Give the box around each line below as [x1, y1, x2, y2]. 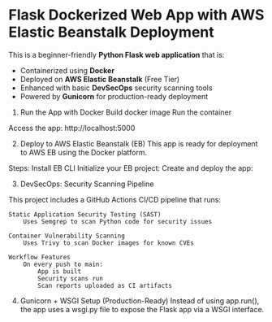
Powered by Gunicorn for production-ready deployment [19, 91, 209, 101]
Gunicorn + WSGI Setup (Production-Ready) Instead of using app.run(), [19, 295, 260, 306]
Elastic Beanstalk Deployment [8, 23, 215, 41]
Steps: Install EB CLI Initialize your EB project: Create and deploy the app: [8, 163, 253, 172]
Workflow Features [8, 253, 71, 261]
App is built [37, 267, 82, 276]
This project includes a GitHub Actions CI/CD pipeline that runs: [8, 194, 222, 204]
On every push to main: [23, 260, 104, 268]
